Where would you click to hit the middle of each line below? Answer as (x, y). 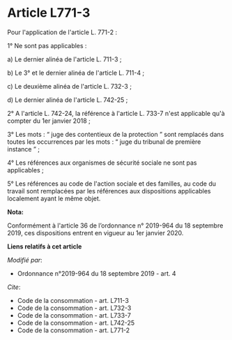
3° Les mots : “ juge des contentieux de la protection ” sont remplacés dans (116, 134)
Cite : (14, 287)
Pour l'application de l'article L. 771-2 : (62, 32)
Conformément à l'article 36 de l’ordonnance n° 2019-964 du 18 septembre (115, 226)
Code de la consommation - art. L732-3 (74, 308)
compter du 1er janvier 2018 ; (49, 121)
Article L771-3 (49, 13)
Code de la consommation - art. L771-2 (74, 330)
